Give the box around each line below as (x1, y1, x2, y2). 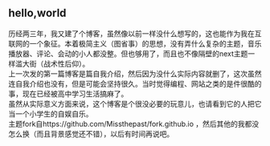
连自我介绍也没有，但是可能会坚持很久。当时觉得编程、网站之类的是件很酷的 (8, 79, 262, 88)
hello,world (8, 6, 67, 20)
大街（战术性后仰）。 (22, 59, 90, 68)
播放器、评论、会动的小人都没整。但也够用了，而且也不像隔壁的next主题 (8, 48, 248, 59)
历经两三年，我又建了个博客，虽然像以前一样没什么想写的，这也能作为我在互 (8, 28, 262, 39)
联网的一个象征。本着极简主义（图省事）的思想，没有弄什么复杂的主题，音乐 (8, 39, 262, 48)
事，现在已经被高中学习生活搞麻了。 (8, 88, 129, 99)
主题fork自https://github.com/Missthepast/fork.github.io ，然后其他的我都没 (8, 119, 260, 128)
